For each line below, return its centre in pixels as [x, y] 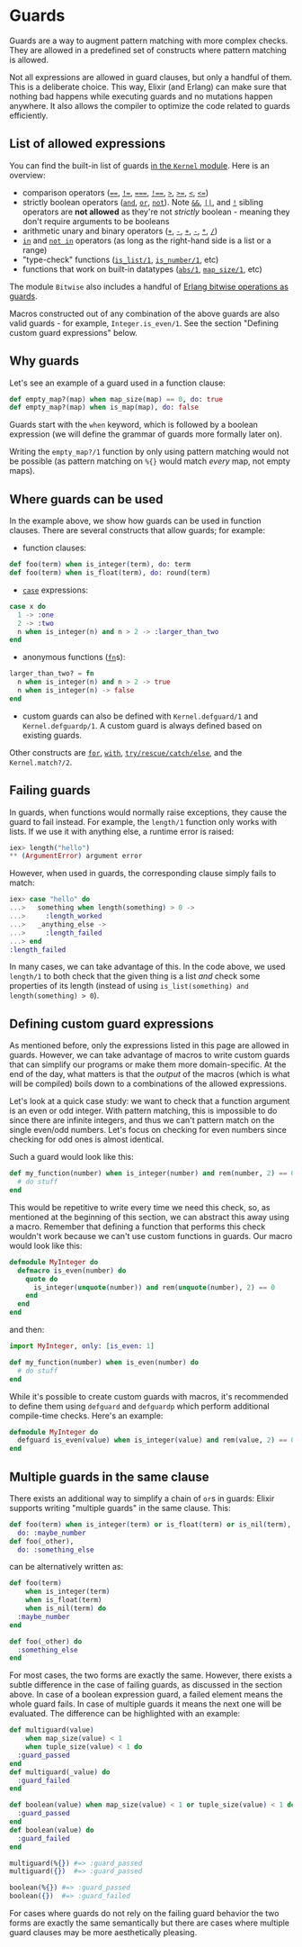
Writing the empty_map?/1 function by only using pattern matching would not [149, 452]
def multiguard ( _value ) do [60, 1772]
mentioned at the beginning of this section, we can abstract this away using [149, 1217]
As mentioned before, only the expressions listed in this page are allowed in [149, 1046]
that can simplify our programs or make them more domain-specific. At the [148, 1064]
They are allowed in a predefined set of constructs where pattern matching [148, 50]
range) [35, 249]
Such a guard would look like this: [72, 1157]
